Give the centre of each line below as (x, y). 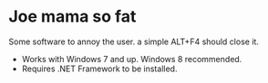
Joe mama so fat (72, 17)
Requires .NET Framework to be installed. (99, 69)
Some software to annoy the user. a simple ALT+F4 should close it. (134, 41)
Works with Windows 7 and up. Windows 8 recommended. (132, 59)
